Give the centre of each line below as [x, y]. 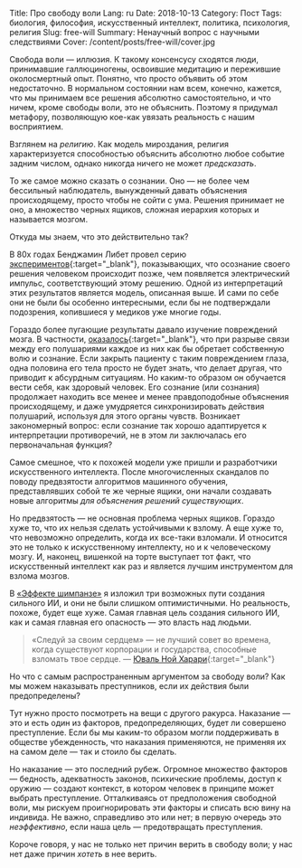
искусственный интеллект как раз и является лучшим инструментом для [151, 566]
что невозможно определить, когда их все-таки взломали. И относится [148, 538]
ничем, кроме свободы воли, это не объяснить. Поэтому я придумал [144, 107]
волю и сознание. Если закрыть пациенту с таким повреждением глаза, [149, 358]
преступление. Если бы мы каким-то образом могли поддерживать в [144, 732]
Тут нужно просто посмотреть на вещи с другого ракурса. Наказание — [150, 713]
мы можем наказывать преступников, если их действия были [129, 686]
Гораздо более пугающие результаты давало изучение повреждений [143, 330]
